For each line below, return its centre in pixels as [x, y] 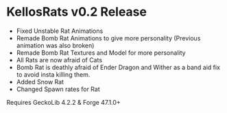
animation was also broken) [55, 45]
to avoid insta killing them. [53, 74]
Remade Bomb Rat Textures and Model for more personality [101, 53]
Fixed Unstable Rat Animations [60, 31]
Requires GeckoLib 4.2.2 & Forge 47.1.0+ [63, 102]
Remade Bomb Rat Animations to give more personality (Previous [108, 38]
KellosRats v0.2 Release [76, 12]
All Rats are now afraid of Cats [59, 60]
